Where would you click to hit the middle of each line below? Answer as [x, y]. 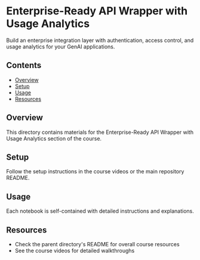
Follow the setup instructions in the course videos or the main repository [95, 172]
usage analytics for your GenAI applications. [61, 47]
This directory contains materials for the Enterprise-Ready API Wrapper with [100, 132]
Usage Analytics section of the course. [54, 138]
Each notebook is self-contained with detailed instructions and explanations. [100, 211]
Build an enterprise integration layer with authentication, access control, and [100, 40]
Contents [24, 65]
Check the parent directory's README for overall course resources [97, 244]
